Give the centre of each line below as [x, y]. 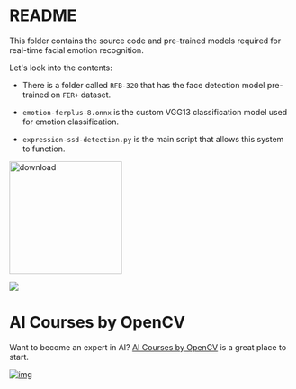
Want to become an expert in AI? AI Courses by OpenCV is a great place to [148, 347]
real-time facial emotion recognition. [76, 50]
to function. [44, 149]
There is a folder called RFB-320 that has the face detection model [144, 85]
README [43, 16]
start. [19, 357]
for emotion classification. [71, 122]
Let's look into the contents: [61, 68]
